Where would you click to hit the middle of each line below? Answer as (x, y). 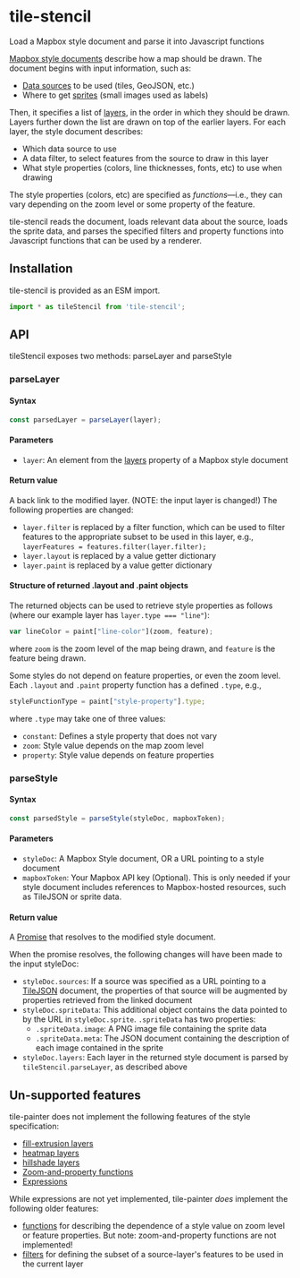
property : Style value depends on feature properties (118, 755)
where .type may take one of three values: (87, 718)
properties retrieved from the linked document (107, 1000)
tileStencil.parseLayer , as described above (104, 1067)
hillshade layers (51, 1162)
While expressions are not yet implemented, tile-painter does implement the (149, 1199)
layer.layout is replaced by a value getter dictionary (119, 555)
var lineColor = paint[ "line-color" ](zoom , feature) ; (112, 632)
